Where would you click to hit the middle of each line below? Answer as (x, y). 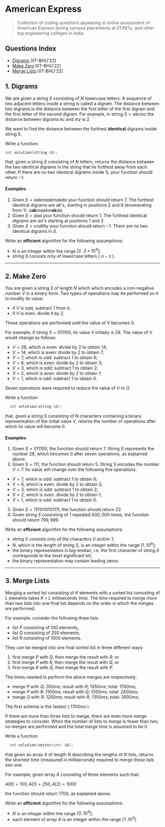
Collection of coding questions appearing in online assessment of (83, 23)
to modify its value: (25, 299)
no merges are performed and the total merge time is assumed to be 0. (77, 726)
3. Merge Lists (27, 581)
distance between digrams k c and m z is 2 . (48, 119)
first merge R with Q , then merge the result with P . (63, 667)
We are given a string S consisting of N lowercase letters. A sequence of (78, 98)
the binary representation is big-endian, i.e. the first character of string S (86, 550)
